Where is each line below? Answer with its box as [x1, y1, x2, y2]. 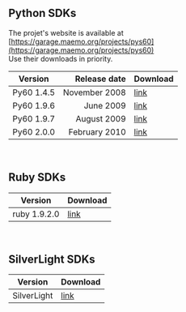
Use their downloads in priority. [8, 53, 113, 63]
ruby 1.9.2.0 [12, 208, 60, 220]
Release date [74, 73, 127, 84]
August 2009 [75, 113, 127, 124]
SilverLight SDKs [8, 253, 95, 267]
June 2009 [83, 100, 127, 111]
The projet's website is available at [8, 28, 124, 37]
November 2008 [62, 87, 127, 98]
